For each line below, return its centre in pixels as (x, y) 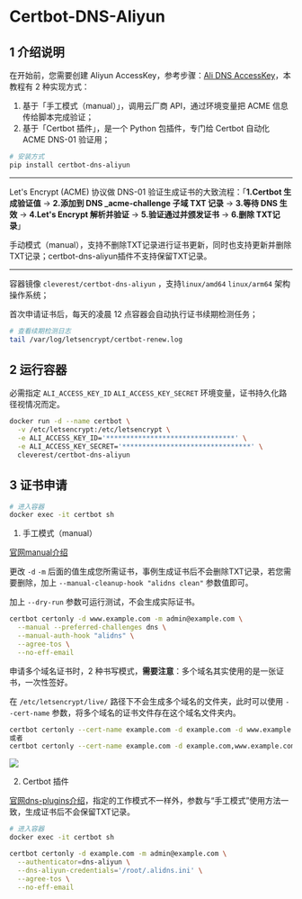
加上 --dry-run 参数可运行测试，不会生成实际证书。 (105, 602)
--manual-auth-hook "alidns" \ (76, 636)
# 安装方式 (27, 157)
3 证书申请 (38, 485)
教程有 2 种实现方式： (49, 86)
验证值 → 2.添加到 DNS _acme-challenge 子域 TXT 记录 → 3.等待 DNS (147, 203)
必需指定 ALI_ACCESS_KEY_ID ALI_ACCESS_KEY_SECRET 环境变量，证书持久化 (144, 393)
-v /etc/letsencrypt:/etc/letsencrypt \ (94, 430)
